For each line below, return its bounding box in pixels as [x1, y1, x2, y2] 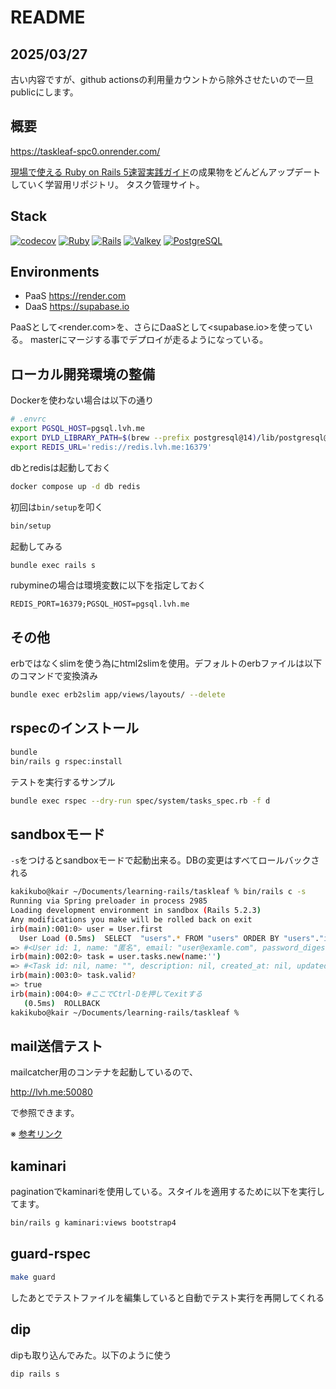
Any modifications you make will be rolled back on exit [10, 914, 253, 925]
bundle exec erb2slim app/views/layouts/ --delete [10, 690, 226, 700]
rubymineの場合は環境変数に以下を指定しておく [10, 579, 207, 591]
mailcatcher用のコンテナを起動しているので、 [10, 1066, 199, 1078]
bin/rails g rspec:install [10, 756, 123, 766]
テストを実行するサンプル [10, 776, 116, 788]
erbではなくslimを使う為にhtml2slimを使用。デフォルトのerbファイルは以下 [10, 657, 323, 670]
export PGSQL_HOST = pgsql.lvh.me [10, 424, 145, 434]
